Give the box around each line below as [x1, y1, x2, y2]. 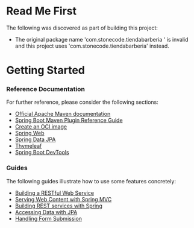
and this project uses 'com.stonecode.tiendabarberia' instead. [14, 42, 170, 49]
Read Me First [6, 4, 77, 18]
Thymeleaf [14, 142, 42, 150]
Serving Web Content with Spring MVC [14, 195, 112, 203]
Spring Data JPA [14, 136, 56, 143]
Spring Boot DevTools [14, 149, 69, 156]
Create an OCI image [14, 123, 67, 130]
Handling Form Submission [14, 215, 83, 222]
